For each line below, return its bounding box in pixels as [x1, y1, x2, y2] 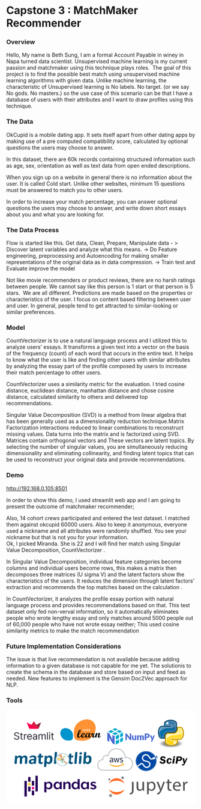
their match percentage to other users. [6, 369, 102, 376]
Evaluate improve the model [6, 265, 75, 272]
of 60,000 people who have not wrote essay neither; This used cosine [6, 620, 179, 628]
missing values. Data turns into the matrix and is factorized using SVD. [6, 431, 180, 438]
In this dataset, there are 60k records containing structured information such [6, 156, 196, 163]
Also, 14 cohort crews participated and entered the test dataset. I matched [6, 514, 190, 521]
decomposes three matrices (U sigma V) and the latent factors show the [6, 571, 185, 578]
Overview [6, 38, 35, 46]
